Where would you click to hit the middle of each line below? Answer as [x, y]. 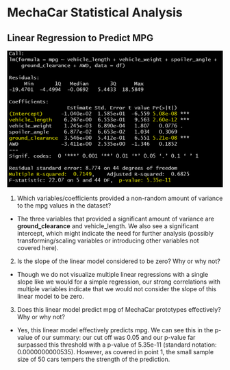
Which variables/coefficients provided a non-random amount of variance [120, 198]
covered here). [38, 247]
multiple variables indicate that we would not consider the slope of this [117, 288]
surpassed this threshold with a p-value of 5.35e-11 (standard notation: [117, 345]
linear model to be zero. [50, 296]
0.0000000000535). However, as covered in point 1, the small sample [115, 351]
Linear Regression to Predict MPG [80, 38]
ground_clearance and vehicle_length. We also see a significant [108, 226]
